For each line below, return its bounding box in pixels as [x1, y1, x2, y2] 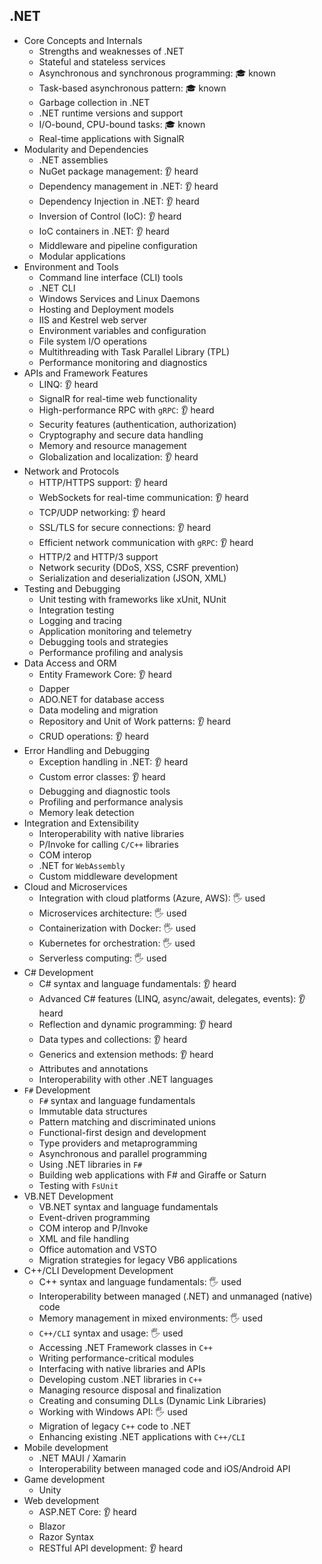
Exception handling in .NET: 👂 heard [38, 755, 189, 768]
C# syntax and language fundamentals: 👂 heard [38, 977, 237, 989]
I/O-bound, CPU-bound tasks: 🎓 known [38, 118, 206, 130]
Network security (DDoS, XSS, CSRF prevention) [38, 561, 239, 573]
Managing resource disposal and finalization [38, 1384, 222, 1396]
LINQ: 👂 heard [38, 378, 99, 390]
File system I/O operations [38, 335, 147, 347]
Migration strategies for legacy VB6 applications [38, 1254, 238, 1266]
